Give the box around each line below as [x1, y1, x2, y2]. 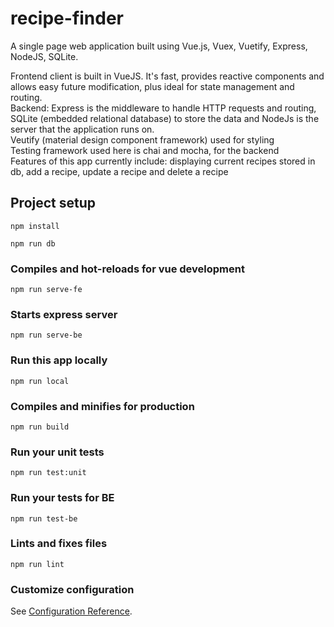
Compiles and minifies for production [10, 399, 195, 413]
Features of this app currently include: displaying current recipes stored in [10, 155, 316, 167]
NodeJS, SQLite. [10, 50, 79, 62]
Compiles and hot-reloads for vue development [10, 262, 245, 276]
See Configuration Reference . [10, 605, 133, 617]
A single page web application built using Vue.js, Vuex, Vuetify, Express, [10, 40, 308, 52]
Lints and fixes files [10, 537, 108, 551]
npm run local [10, 376, 70, 386]
